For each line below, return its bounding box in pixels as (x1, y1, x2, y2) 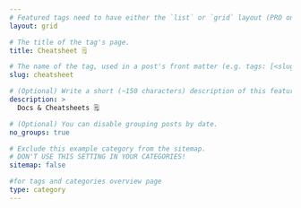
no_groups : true (9, 127, 70, 137)
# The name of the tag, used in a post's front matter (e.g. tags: (9, 62, 267, 72)
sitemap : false (9, 160, 66, 170)
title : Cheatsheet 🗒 (9, 46, 88, 55)
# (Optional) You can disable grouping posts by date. (9, 119, 219, 128)
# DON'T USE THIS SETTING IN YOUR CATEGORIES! (9, 152, 186, 161)
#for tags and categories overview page (9, 177, 163, 186)
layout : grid (9, 22, 58, 30)
